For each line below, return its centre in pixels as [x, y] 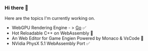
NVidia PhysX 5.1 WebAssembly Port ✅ [51, 44]
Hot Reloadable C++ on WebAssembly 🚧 [52, 33]
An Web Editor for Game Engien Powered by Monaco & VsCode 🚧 [78, 38]
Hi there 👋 [17, 8]
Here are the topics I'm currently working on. [50, 18]
